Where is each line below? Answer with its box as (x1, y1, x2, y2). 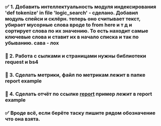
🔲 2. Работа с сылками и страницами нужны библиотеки (5, 52, 146, 59)
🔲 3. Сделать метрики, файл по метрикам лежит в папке (5, 71, 146, 78)
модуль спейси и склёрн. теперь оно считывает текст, (5, 15, 141, 22)
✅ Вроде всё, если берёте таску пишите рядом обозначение (5, 110, 156, 116)
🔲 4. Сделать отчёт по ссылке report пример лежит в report (5, 90, 152, 97)
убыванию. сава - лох (5, 40, 59, 46)
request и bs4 (5, 58, 39, 65)
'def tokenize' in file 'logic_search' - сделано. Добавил (5, 9, 138, 16)
